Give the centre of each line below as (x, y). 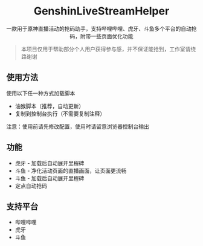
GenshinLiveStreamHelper (101, 11)
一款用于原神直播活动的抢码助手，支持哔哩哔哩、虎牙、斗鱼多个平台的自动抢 (101, 28)
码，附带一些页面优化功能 (101, 36)
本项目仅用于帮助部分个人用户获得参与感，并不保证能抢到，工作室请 (106, 49)
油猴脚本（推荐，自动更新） (50, 106)
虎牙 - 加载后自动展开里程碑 (50, 163)
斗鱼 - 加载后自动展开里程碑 (50, 178)
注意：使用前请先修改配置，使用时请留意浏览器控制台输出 (78, 126)
